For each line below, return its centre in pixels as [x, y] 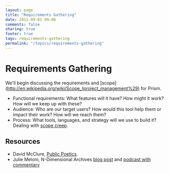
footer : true [19, 34]
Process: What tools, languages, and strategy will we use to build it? [84, 120]
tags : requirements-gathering [38, 39]
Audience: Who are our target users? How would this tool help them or [87, 109]
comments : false [23, 24]
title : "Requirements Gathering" [41, 15]
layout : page [19, 10]
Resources [23, 142]
